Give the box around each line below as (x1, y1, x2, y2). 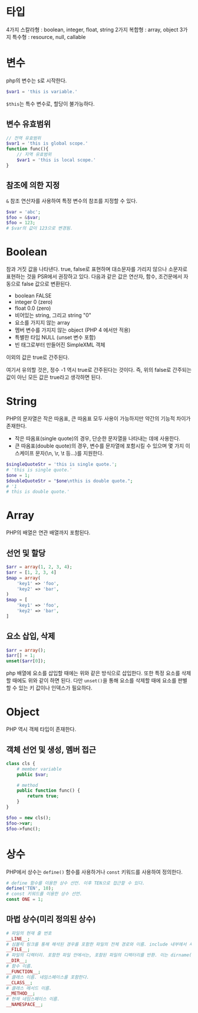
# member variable (16, 766, 62, 772)
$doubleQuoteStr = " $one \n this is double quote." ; (6, 478, 133, 484)
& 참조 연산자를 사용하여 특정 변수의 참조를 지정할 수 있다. (6, 197, 137, 204)
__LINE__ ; (6, 936, 31, 942)
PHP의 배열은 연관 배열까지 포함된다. (6, 529, 91, 536)
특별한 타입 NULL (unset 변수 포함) (14, 334, 96, 341)
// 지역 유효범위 (16, 152, 52, 158)
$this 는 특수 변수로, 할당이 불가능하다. (6, 100, 95, 107)
